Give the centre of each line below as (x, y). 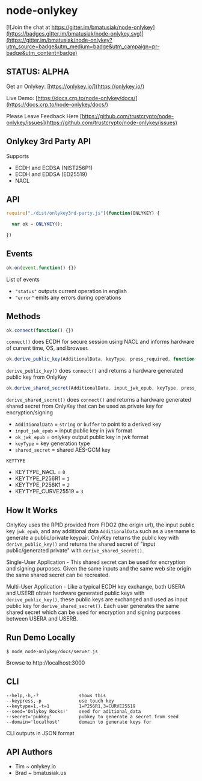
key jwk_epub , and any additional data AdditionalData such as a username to (101, 531)
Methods (23, 316)
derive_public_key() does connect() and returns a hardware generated (95, 371)
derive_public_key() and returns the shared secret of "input (81, 544)
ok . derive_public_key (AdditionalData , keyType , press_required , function (101, 359)
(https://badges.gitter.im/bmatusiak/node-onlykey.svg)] (75, 33)
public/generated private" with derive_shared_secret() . (75, 550)
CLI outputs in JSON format (40, 733)
